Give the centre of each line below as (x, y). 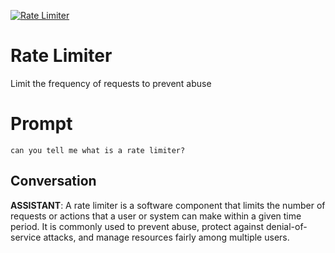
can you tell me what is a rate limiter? (98, 150)
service (26, 237)
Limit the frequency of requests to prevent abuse (111, 83)
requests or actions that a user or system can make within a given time (156, 216)
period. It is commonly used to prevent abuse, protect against (137, 226)
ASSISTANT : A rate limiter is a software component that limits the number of (168, 205)
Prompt (41, 124)
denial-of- (286, 226)
